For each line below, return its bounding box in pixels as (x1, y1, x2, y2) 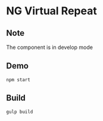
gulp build (6, 108, 33, 114)
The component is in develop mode (6, 44, 93, 51)
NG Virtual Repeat (6, 4, 97, 18)
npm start (6, 76, 31, 83)
